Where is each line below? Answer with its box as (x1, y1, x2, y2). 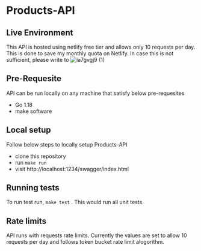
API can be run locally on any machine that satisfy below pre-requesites (6, 89, 185, 97)
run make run (14, 159, 47, 166)
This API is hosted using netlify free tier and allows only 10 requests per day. (6, 43, 196, 50)
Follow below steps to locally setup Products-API (6, 141, 128, 148)
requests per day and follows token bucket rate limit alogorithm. (6, 238, 164, 246)
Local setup (6, 125, 51, 135)
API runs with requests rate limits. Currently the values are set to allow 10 (6, 232, 188, 239)
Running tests (6, 183, 60, 193)
